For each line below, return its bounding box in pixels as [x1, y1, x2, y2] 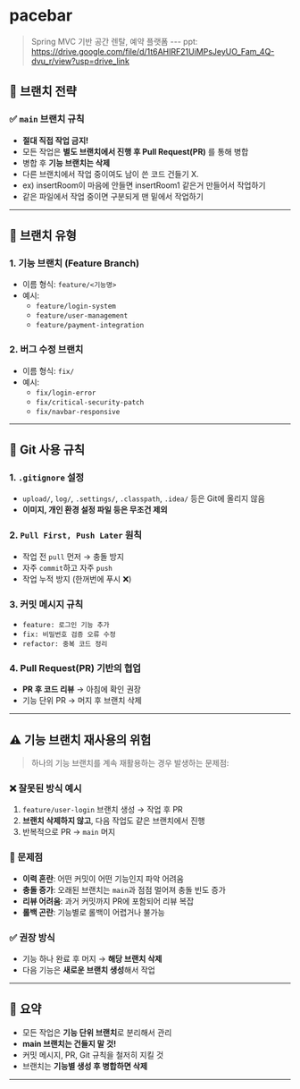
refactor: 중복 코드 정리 [21, 639, 108, 649]
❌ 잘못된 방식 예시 [9, 782, 82, 795]
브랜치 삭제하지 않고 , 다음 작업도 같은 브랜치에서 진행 [21, 815, 205, 826]
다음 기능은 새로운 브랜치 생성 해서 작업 [21, 964, 156, 975]
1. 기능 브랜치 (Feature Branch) [9, 257, 140, 269]
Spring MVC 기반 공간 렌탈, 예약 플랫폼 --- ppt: [30, 36, 198, 47]
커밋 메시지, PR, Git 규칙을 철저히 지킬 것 [21, 1049, 164, 1060]
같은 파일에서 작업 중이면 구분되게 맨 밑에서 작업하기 [21, 191, 204, 201]
